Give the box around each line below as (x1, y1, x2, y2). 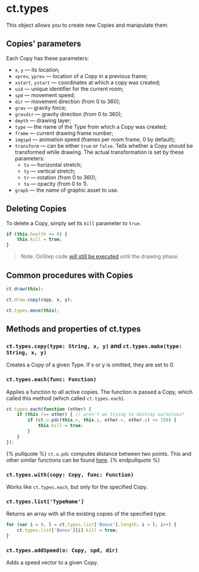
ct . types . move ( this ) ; (6, 307, 60, 313)
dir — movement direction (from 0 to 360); (14, 98, 121, 105)
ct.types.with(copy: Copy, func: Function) (6, 471, 134, 478)
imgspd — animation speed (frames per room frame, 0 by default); (14, 136, 176, 143)
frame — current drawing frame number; (14, 129, 114, 136)
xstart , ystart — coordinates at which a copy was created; (14, 79, 160, 86)
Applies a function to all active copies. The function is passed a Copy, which (6, 388, 193, 395)
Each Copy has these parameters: (6, 54, 89, 61)
